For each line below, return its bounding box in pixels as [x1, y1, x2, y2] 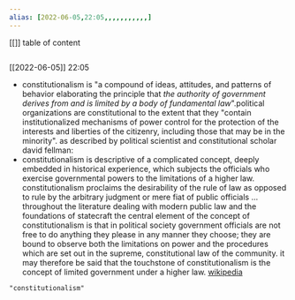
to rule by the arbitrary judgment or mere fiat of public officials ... [21, 191, 259, 202]
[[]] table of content [9, 37, 81, 48]
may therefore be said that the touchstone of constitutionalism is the [21, 257, 271, 267]
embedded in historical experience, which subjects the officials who [21, 163, 270, 174]
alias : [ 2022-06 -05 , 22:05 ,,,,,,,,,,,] [9, 12, 152, 22]
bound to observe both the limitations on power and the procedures [21, 238, 269, 249]
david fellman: [21, 145, 73, 155]
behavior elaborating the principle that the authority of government [21, 88, 267, 99]
